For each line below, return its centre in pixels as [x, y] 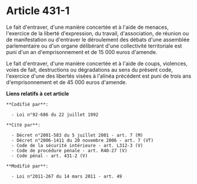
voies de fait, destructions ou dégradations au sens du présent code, [90, 69]
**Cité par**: [24, 125]
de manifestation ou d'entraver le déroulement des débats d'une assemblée [98, 39]
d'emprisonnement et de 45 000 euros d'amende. [67, 82]
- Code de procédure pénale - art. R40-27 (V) [69, 150]
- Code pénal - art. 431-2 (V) [50, 156]
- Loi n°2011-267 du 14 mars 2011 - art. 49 [67, 176]
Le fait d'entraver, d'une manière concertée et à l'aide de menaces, [87, 27]
